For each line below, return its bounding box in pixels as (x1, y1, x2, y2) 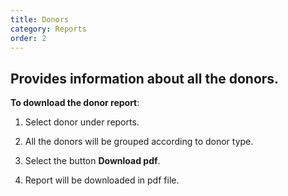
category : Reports (10, 24, 87, 34)
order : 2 (10, 33, 47, 43)
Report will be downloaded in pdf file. (24, 174, 180, 186)
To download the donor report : (10, 97, 140, 109)
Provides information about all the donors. (10, 70, 280, 87)
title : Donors (10, 14, 70, 25)
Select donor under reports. (24, 116, 140, 128)
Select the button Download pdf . (24, 155, 161, 167)
